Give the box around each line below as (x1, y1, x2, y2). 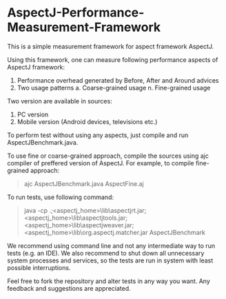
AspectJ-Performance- (7, 5, 145, 21)
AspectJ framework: (7, 63, 65, 71)
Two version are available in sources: (7, 96, 112, 105)
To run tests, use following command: (7, 193, 114, 201)
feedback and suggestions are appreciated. (7, 284, 131, 292)
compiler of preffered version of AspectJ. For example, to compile (7, 158, 194, 167)
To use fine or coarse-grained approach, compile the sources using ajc (7, 152, 209, 160)
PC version (17, 110, 49, 118)
